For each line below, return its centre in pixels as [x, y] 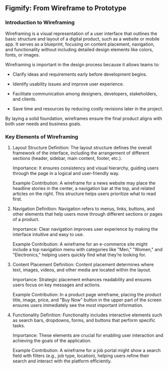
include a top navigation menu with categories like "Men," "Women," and [88, 249]
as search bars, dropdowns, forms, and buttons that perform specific [84, 320]
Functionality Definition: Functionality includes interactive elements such [87, 315]
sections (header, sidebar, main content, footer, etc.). [67, 158]
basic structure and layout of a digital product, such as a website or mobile [82, 39]
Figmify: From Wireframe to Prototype [66, 8]
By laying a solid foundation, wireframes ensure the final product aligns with [83, 118]
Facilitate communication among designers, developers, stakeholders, [85, 94]
